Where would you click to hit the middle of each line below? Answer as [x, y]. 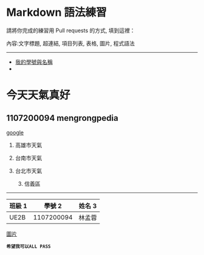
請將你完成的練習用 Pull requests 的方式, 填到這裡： [71, 30]
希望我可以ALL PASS [29, 246]
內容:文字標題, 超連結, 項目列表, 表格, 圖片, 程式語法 [70, 43]
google [15, 132]
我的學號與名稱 [34, 62]
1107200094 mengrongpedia [62, 118]
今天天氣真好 [39, 95]
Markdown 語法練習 [57, 12]
